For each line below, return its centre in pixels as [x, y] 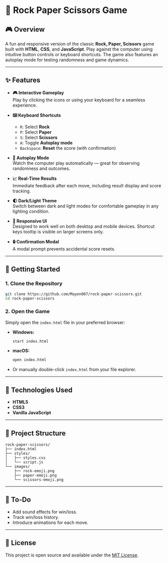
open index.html [29, 360]
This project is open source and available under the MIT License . [72, 555]
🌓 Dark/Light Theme [34, 200]
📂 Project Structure [35, 433]
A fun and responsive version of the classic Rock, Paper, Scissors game [80, 44]
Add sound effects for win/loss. [45, 512]
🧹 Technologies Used [39, 390]
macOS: [21, 351]
